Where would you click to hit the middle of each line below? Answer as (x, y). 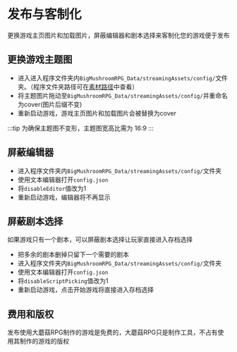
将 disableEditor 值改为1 (52, 188)
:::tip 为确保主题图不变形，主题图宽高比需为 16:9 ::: (80, 128)
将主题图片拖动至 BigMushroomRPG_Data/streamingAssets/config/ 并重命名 (122, 95)
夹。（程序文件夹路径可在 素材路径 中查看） (78, 87)
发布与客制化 (45, 14)
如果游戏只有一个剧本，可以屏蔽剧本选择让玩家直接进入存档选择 (100, 239)
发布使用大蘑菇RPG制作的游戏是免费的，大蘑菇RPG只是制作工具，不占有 (113, 332)
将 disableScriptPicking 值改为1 (63, 281)
